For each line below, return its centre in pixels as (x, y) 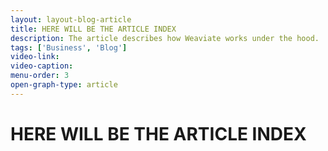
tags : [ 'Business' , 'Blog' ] (69, 47)
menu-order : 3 (40, 76)
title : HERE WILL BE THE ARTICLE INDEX (93, 29)
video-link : (35, 57)
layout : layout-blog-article (71, 19)
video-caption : (42, 66)
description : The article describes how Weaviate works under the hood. (165, 38)
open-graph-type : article (64, 85)
